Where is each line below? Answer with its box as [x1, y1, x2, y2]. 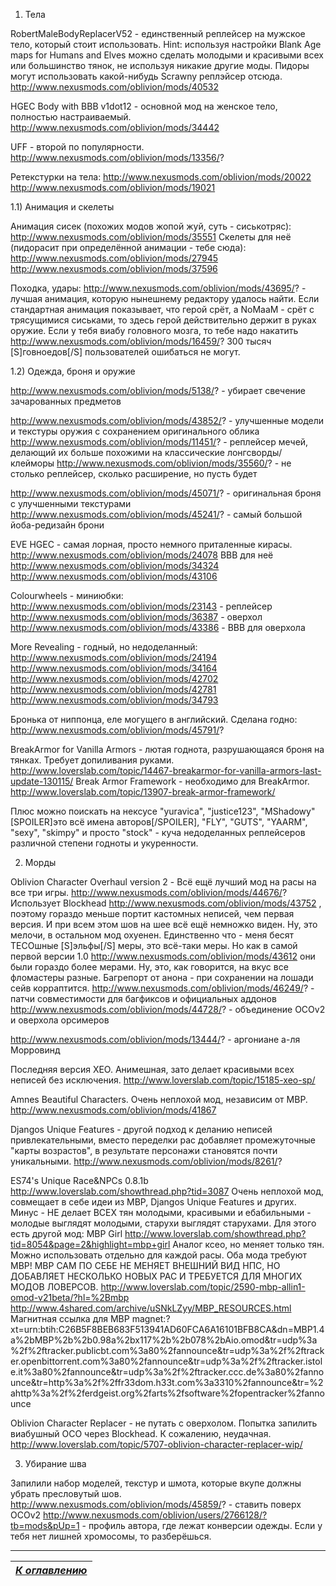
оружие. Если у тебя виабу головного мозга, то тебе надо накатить [10, 325, 299, 336]
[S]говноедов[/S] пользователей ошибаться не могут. [10, 346, 241, 358]
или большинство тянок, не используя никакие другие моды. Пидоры [10, 60, 310, 71]
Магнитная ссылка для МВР [10, 1313, 130, 1324]
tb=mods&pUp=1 [10, 1520, 80, 1531]
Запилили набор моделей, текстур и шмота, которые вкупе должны [10, 1477, 302, 1489]
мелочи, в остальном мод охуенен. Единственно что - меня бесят [10, 929, 295, 941]
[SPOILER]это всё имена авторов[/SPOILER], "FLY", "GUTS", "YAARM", [10, 816, 308, 828]
